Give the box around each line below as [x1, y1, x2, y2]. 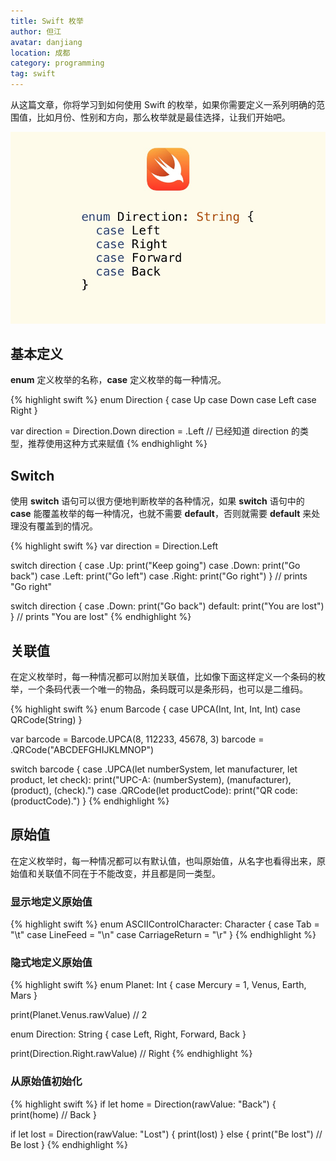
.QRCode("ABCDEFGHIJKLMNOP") [10, 743, 155, 755]
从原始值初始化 [10, 1075, 83, 1089]
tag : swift [10, 69, 56, 79]
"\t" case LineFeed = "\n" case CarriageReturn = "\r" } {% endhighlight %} [10, 929, 317, 941]
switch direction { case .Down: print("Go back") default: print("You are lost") [10, 600, 325, 612]
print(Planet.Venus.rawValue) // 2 [10, 1009, 148, 1021]
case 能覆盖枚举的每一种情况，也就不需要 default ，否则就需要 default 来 [10, 508, 312, 520]
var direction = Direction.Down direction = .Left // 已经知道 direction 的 [10, 425, 301, 437]
